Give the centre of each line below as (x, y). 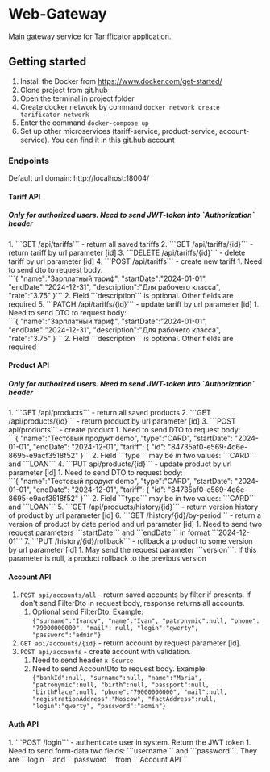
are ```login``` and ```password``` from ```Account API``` (98, 759)
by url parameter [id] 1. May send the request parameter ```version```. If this (133, 550)
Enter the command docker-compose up (84, 123)
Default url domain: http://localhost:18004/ (79, 178)
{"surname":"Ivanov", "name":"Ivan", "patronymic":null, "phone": (146, 621)
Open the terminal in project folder (77, 98)
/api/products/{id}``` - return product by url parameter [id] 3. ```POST (122, 421)
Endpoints (29, 161)
